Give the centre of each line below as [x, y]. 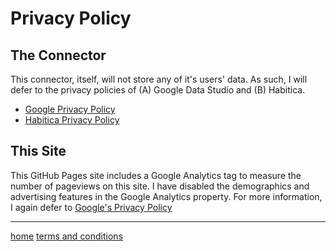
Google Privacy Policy [70, 109]
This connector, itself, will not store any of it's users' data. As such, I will [159, 79]
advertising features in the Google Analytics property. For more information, [166, 196]
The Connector [58, 55]
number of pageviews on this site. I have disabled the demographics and [160, 186]
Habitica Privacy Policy [72, 120]
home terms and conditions [67, 236]
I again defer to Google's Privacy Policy [91, 207]
